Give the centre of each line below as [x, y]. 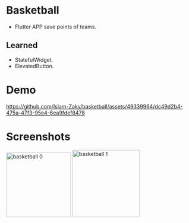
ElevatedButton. [34, 66]
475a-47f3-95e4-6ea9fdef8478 [45, 113]
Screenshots [38, 136]
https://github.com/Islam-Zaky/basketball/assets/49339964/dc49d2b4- [94, 106]
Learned [22, 45]
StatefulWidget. [34, 59]
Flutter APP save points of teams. [56, 27]
